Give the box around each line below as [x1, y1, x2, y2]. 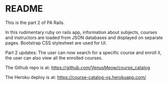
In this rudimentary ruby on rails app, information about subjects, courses [5, 29, 157, 35]
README [5, 3, 43, 14]
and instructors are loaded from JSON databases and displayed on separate [5, 34, 163, 40]
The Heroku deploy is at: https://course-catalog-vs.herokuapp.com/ [5, 74, 146, 80]
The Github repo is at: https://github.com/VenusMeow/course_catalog [5, 64, 150, 70]
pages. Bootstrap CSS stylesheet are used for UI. [5, 39, 107, 45]
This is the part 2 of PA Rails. [5, 19, 65, 25]
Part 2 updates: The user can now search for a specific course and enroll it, [5, 49, 162, 55]
